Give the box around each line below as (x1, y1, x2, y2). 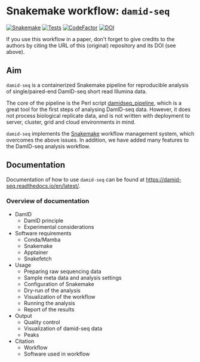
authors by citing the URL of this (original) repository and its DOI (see (6, 42, 176, 49)
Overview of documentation (6, 197, 90, 205)
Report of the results (23, 306, 75, 313)
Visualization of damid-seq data (23, 324, 103, 332)
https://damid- (146, 176, 181, 183)
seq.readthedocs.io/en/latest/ (6, 182, 79, 189)
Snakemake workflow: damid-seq (6, 4, 170, 18)
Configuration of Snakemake (23, 280, 94, 287)
